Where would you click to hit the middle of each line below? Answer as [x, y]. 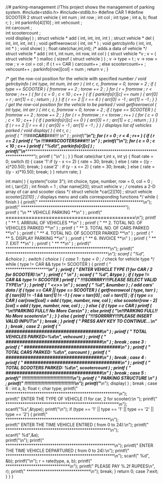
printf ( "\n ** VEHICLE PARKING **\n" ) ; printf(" [54, 212]
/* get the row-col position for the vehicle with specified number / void [76, 78]
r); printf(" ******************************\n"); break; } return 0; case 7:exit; [82, 471]
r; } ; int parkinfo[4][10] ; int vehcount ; [44, 22]
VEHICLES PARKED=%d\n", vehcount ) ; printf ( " [56, 337]
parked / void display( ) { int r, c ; [38, 130]
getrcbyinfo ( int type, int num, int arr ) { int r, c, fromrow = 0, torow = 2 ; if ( [81, 84]
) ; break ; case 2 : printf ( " [33, 326]
